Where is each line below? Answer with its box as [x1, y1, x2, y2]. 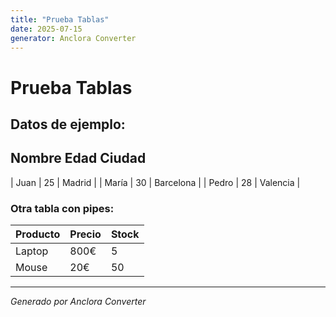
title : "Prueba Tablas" [10, 14, 110, 25]
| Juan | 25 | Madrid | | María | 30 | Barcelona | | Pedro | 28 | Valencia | [10, 176, 301, 188]
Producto [15, 227, 61, 241]
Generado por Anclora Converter [10, 296, 147, 308]
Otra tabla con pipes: [10, 201, 115, 215]
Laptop [15, 244, 49, 258]
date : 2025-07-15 [10, 24, 83, 34]
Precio [69, 227, 102, 241]
